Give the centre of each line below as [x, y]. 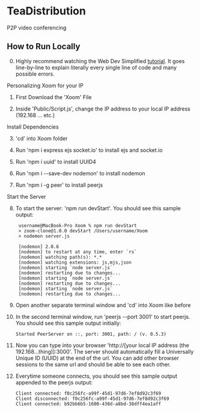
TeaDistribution [47, 11]
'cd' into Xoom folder [41, 138]
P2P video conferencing [37, 28]
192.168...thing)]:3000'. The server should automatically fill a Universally [105, 351]
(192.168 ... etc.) [35, 115]
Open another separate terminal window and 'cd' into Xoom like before [103, 305]
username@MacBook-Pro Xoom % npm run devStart [77, 226]
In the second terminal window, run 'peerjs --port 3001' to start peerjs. [103, 317]
